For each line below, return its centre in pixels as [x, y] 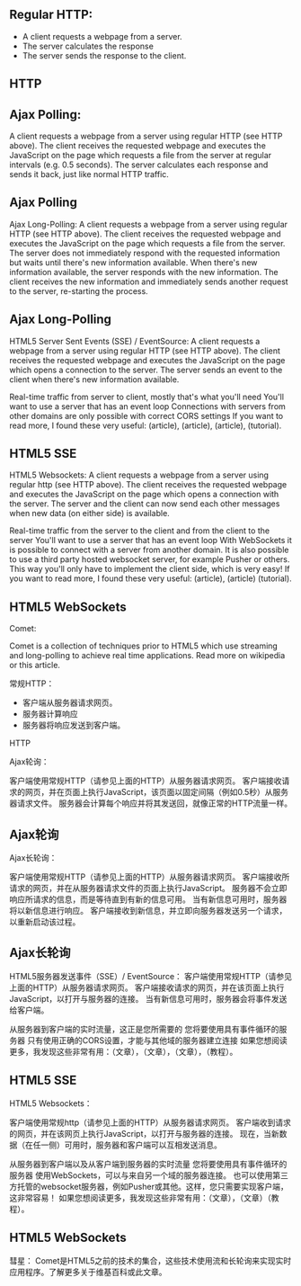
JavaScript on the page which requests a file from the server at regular [141, 156]
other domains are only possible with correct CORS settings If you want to [146, 415]
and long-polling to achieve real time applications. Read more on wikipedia [147, 656]
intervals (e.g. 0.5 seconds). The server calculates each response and [139, 165]
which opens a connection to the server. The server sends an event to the [146, 370]
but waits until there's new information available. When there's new [133, 262]
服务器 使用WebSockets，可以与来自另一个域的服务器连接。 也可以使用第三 [149, 1175]
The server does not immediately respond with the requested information [145, 253]
